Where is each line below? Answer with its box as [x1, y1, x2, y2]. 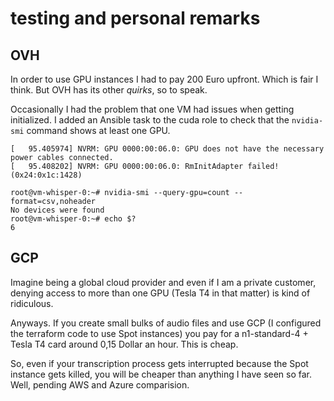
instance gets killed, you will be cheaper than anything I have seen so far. [10, 368, 313, 380]
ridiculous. [10, 297, 54, 309]
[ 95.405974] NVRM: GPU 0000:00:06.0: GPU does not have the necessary [10, 144, 325, 154]
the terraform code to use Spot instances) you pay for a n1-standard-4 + [10, 327, 309, 339]
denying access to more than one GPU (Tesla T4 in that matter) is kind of [10, 287, 311, 299]
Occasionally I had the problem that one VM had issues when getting [10, 103, 295, 115]
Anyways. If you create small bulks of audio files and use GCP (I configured [10, 317, 322, 329]
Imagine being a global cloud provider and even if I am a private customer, [10, 276, 317, 288]
